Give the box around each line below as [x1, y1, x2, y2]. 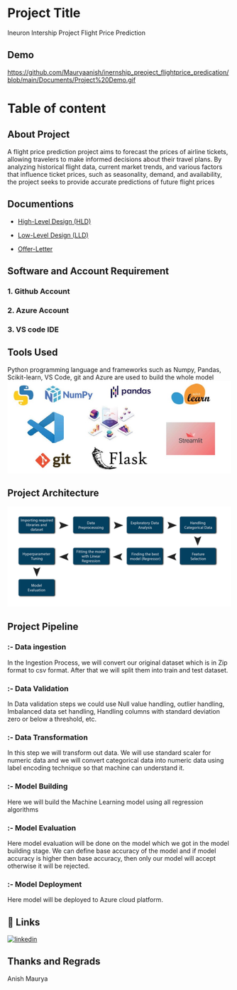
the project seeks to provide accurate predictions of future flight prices [7, 178, 215, 186]
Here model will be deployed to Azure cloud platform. [7, 896, 163, 904]
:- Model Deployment [7, 879, 82, 889]
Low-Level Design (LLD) [17, 231, 89, 239]
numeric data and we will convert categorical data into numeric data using [7, 756, 224, 765]
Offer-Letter [17, 244, 53, 253]
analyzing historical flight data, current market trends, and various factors [7, 162, 223, 171]
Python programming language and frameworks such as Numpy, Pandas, [7, 365, 221, 374]
